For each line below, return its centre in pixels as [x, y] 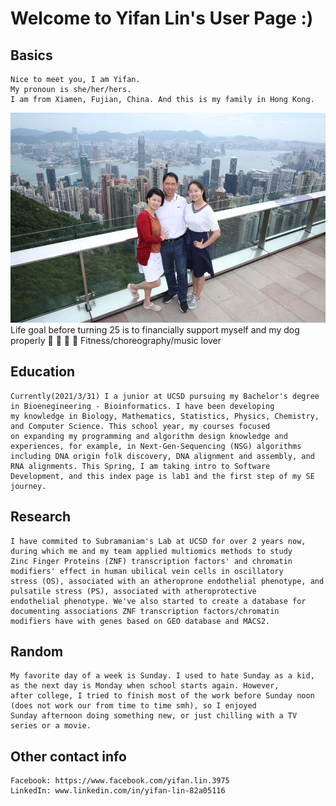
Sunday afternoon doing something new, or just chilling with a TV [154, 716]
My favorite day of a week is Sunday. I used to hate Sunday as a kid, [162, 676]
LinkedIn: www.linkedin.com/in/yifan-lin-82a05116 [118, 791]
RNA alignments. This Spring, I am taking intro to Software [140, 466]
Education [43, 372]
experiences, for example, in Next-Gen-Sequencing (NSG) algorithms [156, 446]
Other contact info [68, 756]
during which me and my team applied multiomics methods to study [151, 551]
